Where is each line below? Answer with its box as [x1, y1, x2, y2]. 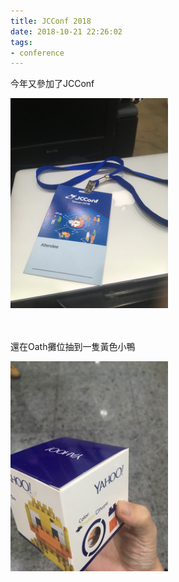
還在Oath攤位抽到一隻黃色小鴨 [10, 341, 136, 353]
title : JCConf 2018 [10, 16, 92, 26]
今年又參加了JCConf [10, 78, 95, 90]
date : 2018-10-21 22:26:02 [10, 26, 123, 37]
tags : [10, 37, 33, 47]
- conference [10, 48, 65, 58]
